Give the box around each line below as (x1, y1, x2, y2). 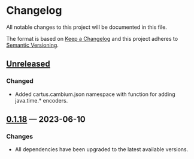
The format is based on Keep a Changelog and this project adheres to (6, 35, 178, 42)
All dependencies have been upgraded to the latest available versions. (14, 146, 189, 153)
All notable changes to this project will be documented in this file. (6, 23, 168, 31)
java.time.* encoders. (14, 97, 68, 104)
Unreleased (6, 59, 51, 69)
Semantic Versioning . (6, 41, 59, 49)
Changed (6, 77, 34, 85)
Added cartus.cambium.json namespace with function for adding (14, 91, 175, 98)
